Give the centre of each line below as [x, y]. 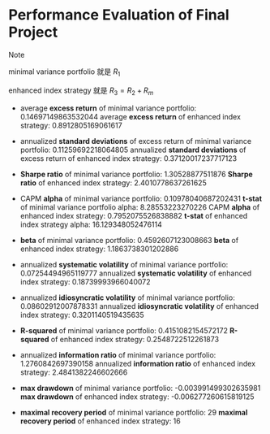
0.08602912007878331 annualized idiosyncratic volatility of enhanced [139, 306]
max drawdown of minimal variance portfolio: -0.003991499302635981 [140, 388]
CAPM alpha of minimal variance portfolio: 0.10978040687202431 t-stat [141, 198]
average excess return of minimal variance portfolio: [108, 108]
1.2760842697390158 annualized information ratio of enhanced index [138, 363]
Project [33, 32]
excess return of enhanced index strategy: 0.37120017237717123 [129, 158]
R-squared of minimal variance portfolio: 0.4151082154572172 [124, 330]
